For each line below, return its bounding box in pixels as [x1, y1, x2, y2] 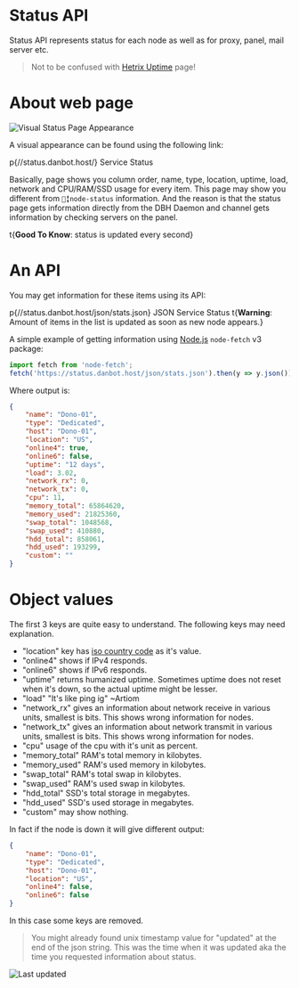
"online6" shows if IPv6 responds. [21, 665, 148, 675]
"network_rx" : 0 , [25, 477, 90, 486]
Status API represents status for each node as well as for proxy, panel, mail [9, 35, 285, 45]
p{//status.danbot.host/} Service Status [9, 157, 154, 167]
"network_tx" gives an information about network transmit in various [21, 722, 273, 731]
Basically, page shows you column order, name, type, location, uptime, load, [9, 174, 288, 184]
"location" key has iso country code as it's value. [21, 646, 202, 656]
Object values [9, 590, 114, 610]
